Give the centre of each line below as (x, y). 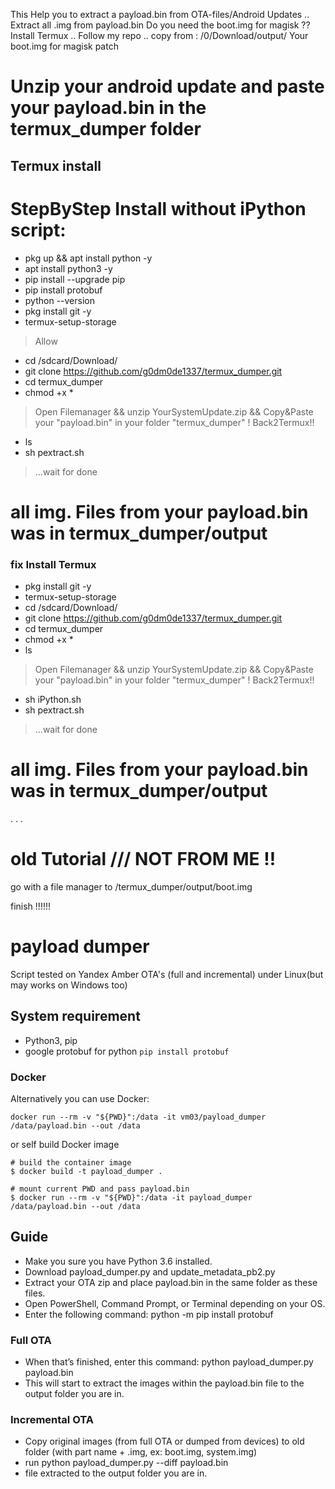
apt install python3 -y (68, 268)
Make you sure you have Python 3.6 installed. (118, 1261)
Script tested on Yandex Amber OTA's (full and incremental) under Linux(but (167, 974)
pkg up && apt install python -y (88, 258)
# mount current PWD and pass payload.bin (100, 1189)
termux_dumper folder (106, 129)
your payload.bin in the (108, 108)
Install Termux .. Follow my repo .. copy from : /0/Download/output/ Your (159, 35)
